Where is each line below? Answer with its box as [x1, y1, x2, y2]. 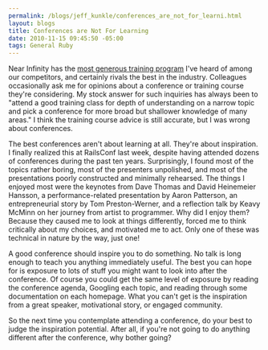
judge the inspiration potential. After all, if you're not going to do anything [8, 324, 250, 334]
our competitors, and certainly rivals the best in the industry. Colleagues [8, 72, 247, 82]
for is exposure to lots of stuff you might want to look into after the [8, 266, 227, 276]
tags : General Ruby [8, 42, 74, 50]
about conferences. [8, 124, 74, 134]
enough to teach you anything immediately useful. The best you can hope [8, 257, 253, 267]
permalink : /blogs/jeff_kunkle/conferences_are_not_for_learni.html [8, 11, 242, 20]
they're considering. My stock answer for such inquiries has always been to [8, 89, 258, 99]
